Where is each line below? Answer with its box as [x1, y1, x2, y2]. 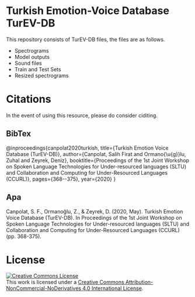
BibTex [6, 129, 31, 139]
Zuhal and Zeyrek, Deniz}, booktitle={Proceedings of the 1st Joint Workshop [6, 157, 190, 164]
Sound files [14, 60, 42, 67]
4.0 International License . [82, 285, 144, 292]
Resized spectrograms [14, 72, 69, 79]
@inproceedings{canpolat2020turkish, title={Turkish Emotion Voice [6, 144, 169, 151]
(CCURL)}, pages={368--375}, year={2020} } [6, 175, 116, 182]
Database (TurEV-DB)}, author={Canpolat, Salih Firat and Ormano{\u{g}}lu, [6, 150, 186, 157]
